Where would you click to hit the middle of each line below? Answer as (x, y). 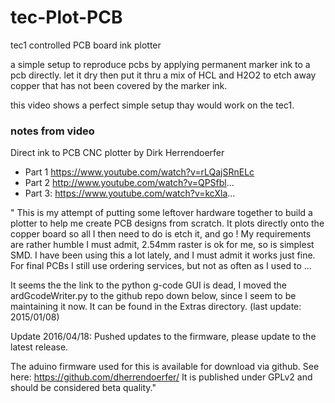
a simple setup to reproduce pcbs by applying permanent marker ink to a (160, 64)
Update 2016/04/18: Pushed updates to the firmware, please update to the (163, 337)
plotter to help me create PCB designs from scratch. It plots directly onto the (167, 223)
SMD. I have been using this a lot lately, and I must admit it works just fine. (163, 255)
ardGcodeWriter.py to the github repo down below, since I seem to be (153, 296)
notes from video (52, 131)
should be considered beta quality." (83, 388)
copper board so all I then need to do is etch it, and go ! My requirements (161, 234)
